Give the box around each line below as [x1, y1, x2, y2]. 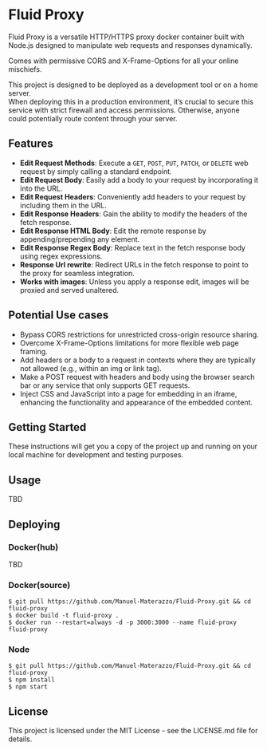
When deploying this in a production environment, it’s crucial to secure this [8, 97, 253, 106]
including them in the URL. [19, 200, 108, 210]
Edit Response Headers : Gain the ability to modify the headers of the [19, 209, 248, 219]
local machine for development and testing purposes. [8, 450, 184, 460]
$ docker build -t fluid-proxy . [8, 612, 120, 620]
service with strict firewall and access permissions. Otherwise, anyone [8, 105, 241, 115]
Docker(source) [8, 579, 71, 590]
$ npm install [8, 676, 56, 684]
